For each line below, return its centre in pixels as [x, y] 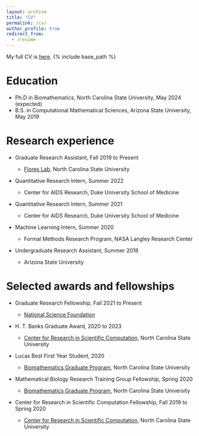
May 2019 [27, 116]
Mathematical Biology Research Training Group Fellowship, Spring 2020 [104, 379]
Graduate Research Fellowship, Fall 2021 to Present [78, 303]
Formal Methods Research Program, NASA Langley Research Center [108, 239]
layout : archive [26, 12]
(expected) [28, 104]
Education [32, 81]
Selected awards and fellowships [91, 286]
